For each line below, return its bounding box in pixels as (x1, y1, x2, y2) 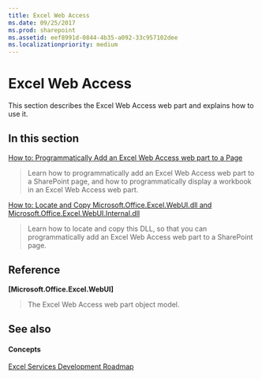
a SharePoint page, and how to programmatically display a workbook (27, 176, 253, 186)
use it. (8, 110, 28, 119)
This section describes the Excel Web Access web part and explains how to (8, 101, 254, 110)
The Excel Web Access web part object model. (27, 299, 180, 309)
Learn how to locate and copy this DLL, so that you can (27, 224, 208, 233)
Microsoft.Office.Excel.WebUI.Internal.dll (8, 208, 140, 217)
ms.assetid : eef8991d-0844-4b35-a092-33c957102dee (8, 33, 178, 42)
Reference (8, 263, 61, 277)
